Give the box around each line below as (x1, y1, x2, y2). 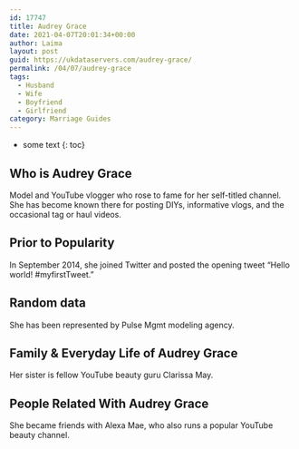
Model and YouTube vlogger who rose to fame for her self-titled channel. (9, 190, 282, 200)
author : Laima (9, 38, 63, 48)
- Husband (17, 81, 54, 90)
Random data (9, 296, 86, 311)
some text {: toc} (22, 140, 86, 151)
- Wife (17, 89, 43, 98)
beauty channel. (9, 430, 70, 441)
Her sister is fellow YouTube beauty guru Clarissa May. (9, 369, 214, 381)
